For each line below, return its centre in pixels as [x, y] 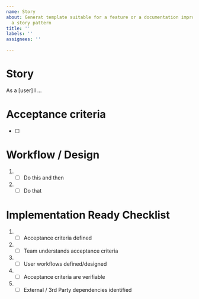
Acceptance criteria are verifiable [64, 277]
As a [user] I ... [24, 90]
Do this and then [44, 177]
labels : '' [20, 34]
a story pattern [31, 23]
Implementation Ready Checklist [88, 215]
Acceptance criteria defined [58, 238]
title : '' [18, 28]
